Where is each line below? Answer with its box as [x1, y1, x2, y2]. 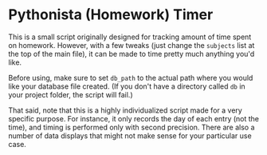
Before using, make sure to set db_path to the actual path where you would [8, 73, 253, 82]
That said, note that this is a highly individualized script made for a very [8, 105, 243, 115]
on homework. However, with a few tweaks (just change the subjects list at [8, 40, 255, 50]
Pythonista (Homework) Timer [8, 6, 214, 24]
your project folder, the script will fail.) [8, 89, 133, 99]
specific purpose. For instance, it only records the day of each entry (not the [8, 113, 259, 123]
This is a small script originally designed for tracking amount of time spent [8, 32, 252, 42]
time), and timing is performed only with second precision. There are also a [8, 122, 255, 132]
